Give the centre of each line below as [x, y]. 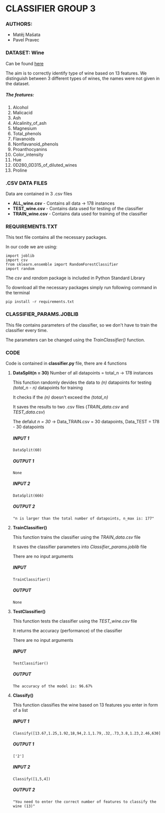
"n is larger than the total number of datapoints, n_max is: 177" [83, 518]
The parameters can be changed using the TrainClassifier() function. [75, 340]
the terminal [18, 293]
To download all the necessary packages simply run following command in [81, 288]
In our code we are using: [32, 247]
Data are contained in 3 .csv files [39, 194]
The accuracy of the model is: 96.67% [52, 686]
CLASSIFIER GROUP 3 [51, 9]
